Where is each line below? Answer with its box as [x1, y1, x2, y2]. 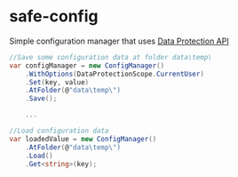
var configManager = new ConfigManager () [9, 60, 165, 70]
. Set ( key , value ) [25, 77, 90, 86]
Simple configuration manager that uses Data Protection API [9, 36, 229, 46]
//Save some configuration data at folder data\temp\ [9, 52, 213, 61]
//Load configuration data [9, 126, 109, 135]
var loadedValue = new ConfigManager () [9, 134, 157, 143]
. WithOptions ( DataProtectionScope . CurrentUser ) [25, 69, 204, 78]
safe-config [9, 6, 99, 27]
